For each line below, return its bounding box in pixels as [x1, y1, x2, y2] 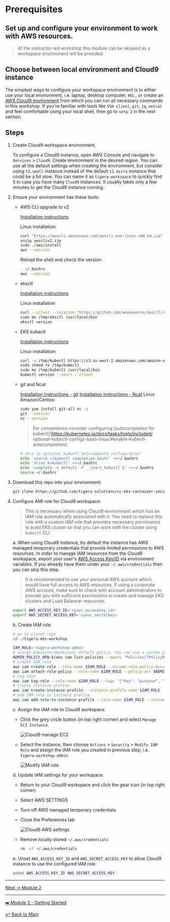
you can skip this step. [12, 566, 60, 573]
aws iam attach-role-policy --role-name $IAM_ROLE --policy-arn [12, 669, 151, 674]
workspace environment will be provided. [17, 51, 104, 56]
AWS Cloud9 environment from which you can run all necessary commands [5, 98, 163, 104]
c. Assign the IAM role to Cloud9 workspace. [12, 706, 106, 712]
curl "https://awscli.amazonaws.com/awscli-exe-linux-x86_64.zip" [20, 233, 163, 238]
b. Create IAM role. [12, 621, 52, 628]
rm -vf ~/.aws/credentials [20, 846, 77, 851]
